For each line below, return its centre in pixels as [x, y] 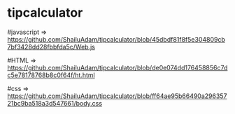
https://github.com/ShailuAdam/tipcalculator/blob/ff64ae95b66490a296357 [117, 96]
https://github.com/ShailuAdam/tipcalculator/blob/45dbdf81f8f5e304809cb [116, 39]
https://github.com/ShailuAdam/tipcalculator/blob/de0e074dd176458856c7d [117, 67]
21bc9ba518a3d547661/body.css [55, 103]
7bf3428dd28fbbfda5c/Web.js [51, 47]
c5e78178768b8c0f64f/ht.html [51, 75]
